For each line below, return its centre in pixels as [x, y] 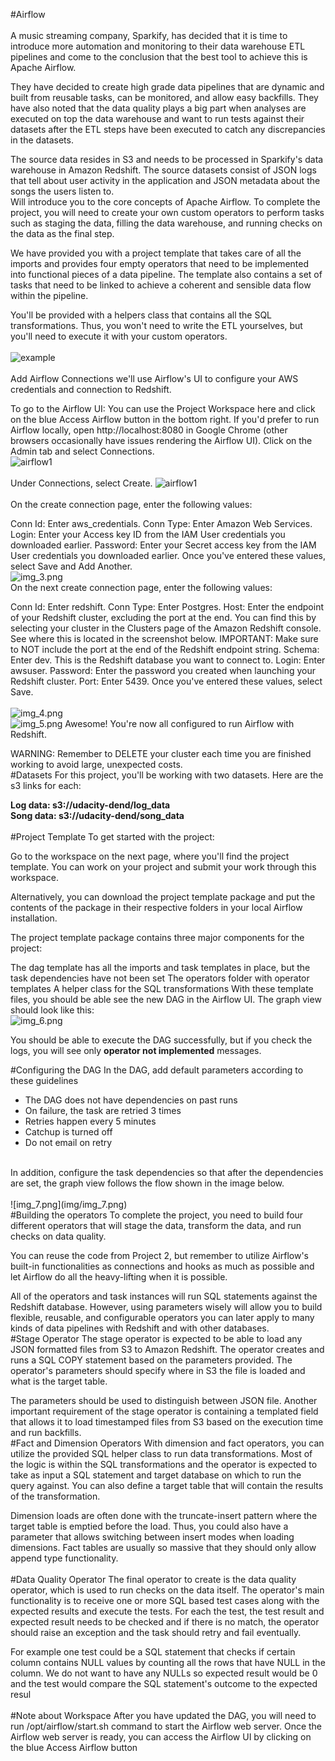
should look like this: [52, 1010]
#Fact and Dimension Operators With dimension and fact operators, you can [167, 1443]
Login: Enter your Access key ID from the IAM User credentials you [148, 534]
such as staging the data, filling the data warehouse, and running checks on [166, 223]
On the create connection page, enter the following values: [131, 504]
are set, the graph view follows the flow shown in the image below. [147, 1183]
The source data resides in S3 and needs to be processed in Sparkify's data [167, 159]
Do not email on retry [68, 1142]
